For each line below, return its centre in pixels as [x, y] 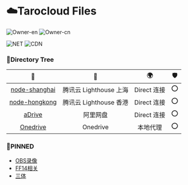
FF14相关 [26, 168]
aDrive [33, 114]
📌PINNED [20, 147]
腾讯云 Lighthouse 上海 [96, 90]
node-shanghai [33, 89]
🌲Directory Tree [30, 59]
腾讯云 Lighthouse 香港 [96, 102]
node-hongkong [33, 102]
